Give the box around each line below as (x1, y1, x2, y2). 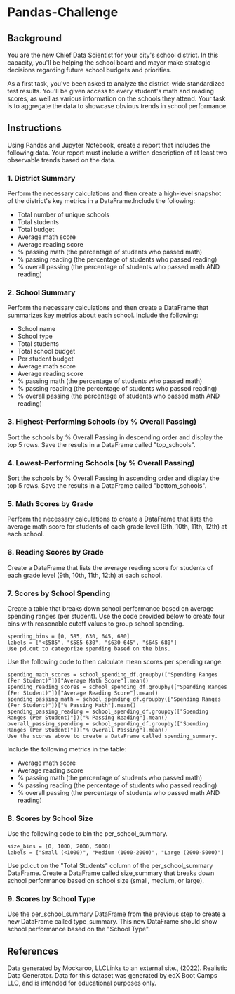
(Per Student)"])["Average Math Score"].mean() (7, 677, 149, 684)
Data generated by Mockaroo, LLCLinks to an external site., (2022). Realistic (7, 964, 228, 972)
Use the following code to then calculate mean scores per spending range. (7, 657, 223, 666)
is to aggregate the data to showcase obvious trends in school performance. (7, 102, 228, 110)
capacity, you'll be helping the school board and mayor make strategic (7, 58, 210, 67)
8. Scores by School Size (7, 813, 93, 823)
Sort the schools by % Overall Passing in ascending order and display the (7, 474, 220, 482)
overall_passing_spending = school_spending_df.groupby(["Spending (7, 720, 209, 728)
